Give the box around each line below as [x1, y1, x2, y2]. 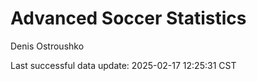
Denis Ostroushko [10, 40, 85, 52]
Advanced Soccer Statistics [10, 7, 247, 30]
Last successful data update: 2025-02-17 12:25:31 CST [10, 59, 237, 71]
